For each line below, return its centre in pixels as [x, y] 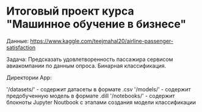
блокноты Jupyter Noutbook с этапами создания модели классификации [101, 102]
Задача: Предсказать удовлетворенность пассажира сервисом [90, 59]
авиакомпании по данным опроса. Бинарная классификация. [86, 66]
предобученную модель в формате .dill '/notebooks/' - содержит [91, 96]
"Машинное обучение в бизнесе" [96, 24]
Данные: [18, 41]
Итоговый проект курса [70, 11]
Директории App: [29, 77]
